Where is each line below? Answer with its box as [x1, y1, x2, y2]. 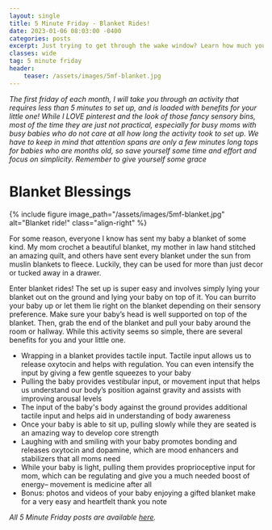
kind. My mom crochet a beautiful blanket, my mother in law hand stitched [9, 242, 257, 251]
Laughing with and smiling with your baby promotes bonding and [20, 436, 237, 446]
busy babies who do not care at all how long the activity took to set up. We [9, 128, 259, 138]
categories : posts [9, 34, 71, 43]
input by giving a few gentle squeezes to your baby [20, 368, 192, 377]
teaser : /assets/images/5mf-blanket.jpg [23, 72, 161, 80]
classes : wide [9, 49, 57, 57]
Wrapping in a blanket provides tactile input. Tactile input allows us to [20, 351, 252, 360]
